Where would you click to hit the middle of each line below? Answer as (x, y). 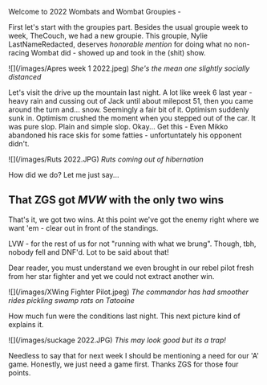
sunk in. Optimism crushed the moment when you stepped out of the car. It (132, 118)
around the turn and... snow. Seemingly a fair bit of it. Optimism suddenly (129, 109)
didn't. (19, 143)
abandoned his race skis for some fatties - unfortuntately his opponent (125, 135)
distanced (25, 77)
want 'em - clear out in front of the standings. (83, 227)
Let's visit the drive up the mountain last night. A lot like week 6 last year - (130, 92)
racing (19, 53)
